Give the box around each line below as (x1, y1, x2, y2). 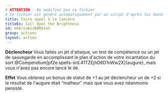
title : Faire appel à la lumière (5, 16, 75, 21)
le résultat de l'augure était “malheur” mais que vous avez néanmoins (5, 79, 148, 85)
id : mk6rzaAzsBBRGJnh (5, 26, 50, 31)
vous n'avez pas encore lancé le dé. (5, 64, 79, 70)
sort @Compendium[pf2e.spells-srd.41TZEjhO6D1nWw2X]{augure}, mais (5, 59, 156, 65)
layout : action (5, 35, 37, 40)
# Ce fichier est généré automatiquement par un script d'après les (5, 12, 151, 17)
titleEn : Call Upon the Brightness (5, 21, 79, 26)
